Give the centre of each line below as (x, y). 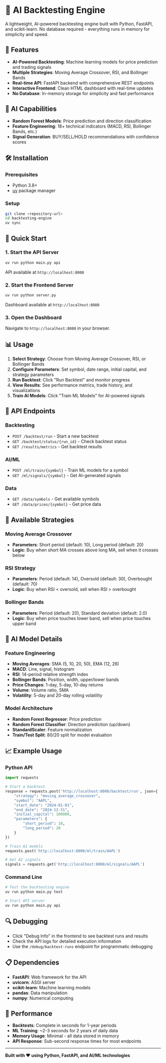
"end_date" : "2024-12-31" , (42, 810)
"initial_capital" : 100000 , (43, 814)
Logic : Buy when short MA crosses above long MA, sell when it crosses (85, 550)
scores (19, 142)
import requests (22, 778)
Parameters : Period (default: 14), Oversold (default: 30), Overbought (82, 579)
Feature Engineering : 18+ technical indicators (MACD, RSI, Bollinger (82, 126)
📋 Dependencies (32, 963)
